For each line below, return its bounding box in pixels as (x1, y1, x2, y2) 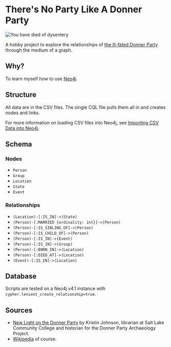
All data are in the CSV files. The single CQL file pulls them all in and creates (5, 104, 166, 110)
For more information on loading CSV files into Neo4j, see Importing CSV (5, 119, 159, 125)
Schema (5, 140, 32, 149)
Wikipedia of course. (12, 336, 57, 342)
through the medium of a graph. (5, 47, 73, 53)
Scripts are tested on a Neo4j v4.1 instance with (5, 285, 106, 291)
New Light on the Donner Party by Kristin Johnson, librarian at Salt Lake (12, 320, 165, 326)
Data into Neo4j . (5, 125, 40, 131)
